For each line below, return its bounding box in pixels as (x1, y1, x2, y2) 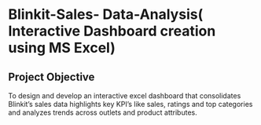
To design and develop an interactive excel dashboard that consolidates (8, 91, 241, 100)
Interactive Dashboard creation (8, 22, 216, 40)
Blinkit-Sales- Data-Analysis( (8, 6, 204, 24)
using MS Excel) (8, 39, 116, 57)
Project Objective (8, 70, 95, 83)
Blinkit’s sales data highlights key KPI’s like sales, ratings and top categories (8, 100, 253, 108)
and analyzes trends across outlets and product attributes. (8, 108, 198, 117)
